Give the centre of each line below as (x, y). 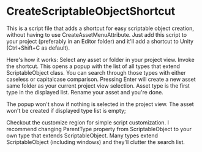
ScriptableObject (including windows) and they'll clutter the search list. (96, 142)
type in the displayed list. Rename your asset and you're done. (85, 92)
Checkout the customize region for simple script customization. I (88, 122)
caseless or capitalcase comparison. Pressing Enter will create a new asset (101, 79)
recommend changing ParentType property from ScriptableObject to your (99, 129)
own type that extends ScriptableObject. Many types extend (82, 135)
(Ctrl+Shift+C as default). (38, 48)
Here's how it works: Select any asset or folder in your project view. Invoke (100, 59)
